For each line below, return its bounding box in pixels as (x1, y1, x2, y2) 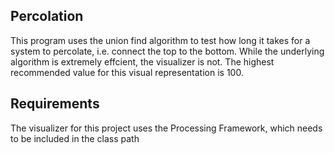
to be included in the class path (10, 132, 140, 144)
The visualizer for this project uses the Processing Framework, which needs (10, 122, 323, 134)
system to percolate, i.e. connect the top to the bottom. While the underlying (10, 45, 325, 57)
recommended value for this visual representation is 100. (10, 66, 244, 78)
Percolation (10, 8, 84, 25)
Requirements (10, 95, 100, 113)
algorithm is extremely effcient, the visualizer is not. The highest (10, 55, 275, 68)
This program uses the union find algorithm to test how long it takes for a (10, 34, 311, 46)
